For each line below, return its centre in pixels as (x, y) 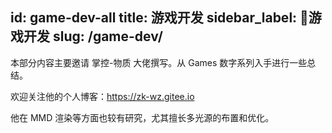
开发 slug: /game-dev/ (93, 36)
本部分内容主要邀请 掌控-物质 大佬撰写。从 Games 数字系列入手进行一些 (159, 62)
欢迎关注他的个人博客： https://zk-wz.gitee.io (102, 96)
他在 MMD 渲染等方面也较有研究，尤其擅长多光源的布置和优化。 (142, 117)
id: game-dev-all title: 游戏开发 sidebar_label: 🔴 (159, 18)
